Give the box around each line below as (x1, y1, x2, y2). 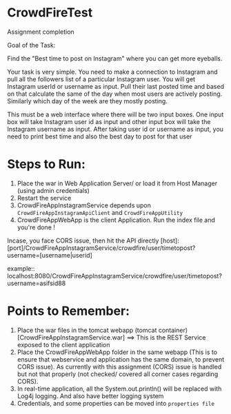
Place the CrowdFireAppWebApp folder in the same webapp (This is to (17, 348, 218, 356)
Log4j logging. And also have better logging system (17, 391, 164, 400)
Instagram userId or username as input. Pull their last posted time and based (7, 82, 224, 90)
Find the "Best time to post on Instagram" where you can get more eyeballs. (7, 54, 223, 63)
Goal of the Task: (7, 41, 56, 49)
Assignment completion (7, 28, 74, 36)
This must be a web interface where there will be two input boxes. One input (7, 110, 224, 118)
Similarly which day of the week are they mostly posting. (7, 96, 168, 105)
